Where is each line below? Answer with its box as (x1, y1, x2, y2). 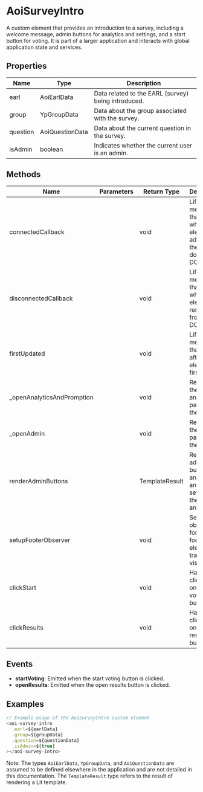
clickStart (9, 583, 36, 591)
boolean (40, 145, 63, 153)
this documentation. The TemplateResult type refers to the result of (6, 772, 173, 780)
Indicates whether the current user (94, 141, 192, 149)
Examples (6, 699, 44, 709)
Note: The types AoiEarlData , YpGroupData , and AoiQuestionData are (6, 759, 175, 767)
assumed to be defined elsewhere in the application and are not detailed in (6, 766, 192, 773)
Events (6, 658, 33, 669)
